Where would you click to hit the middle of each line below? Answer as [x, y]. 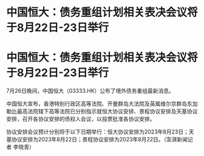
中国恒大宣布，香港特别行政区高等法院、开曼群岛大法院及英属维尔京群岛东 [99, 104]
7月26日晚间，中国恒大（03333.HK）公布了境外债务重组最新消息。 [90, 91]
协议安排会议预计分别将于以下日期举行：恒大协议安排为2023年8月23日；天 [100, 132]
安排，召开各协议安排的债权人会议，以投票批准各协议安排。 [81, 119]
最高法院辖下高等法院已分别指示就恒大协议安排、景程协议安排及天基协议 [107, 111]
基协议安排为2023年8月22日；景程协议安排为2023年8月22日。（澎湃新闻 [97, 140]
